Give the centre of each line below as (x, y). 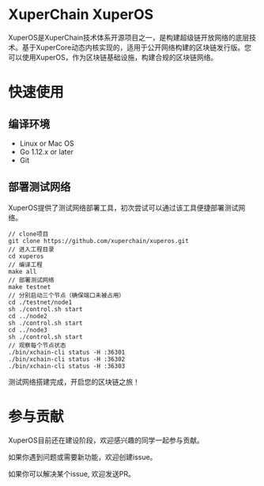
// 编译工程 (26, 264)
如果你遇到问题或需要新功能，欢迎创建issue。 (83, 457)
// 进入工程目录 (31, 249)
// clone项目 (28, 234)
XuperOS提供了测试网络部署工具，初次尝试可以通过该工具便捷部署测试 (123, 207)
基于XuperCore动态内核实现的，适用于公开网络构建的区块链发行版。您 (136, 47)
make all (23, 271)
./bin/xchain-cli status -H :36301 (67, 352)
